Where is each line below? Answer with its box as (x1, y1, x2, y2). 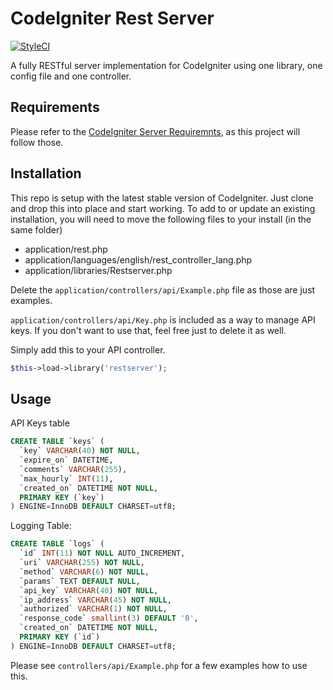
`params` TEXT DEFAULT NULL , (19, 576, 141, 586)
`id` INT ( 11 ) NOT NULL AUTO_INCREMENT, (19, 548, 186, 559)
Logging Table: (10, 520, 72, 532)
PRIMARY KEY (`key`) (19, 492, 105, 502)
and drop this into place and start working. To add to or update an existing (10, 202, 316, 214)
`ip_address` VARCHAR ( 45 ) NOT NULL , (19, 595, 172, 605)
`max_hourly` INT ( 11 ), (19, 473, 114, 484)
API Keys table (10, 417, 70, 429)
